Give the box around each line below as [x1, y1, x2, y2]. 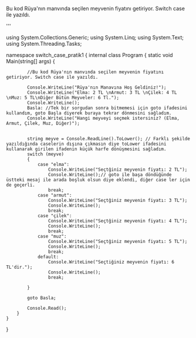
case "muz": [37, 234, 67, 239]
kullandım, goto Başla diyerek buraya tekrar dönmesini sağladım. [6, 110, 172, 116]
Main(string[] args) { [6, 58, 55, 65]
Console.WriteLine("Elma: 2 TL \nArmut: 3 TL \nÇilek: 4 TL [27, 90, 177, 96]
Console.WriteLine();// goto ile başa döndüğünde [48, 172, 172, 178]
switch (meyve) [27, 151, 65, 157]
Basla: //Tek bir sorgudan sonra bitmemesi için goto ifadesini [27, 105, 188, 111]
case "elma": [37, 161, 69, 167]
